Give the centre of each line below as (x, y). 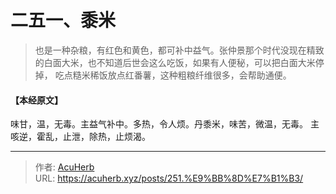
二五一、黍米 (63, 20)
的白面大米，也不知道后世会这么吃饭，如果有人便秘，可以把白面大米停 (179, 62)
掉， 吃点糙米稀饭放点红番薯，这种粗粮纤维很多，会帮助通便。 (163, 75)
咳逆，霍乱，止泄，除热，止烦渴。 (80, 137)
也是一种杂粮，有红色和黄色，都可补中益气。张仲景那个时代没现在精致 (179, 50)
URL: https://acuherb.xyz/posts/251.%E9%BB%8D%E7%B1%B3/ (169, 178)
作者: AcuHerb (64, 167)
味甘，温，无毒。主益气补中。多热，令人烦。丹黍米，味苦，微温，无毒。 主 (165, 124)
